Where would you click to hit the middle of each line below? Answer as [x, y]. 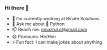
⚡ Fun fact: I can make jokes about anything [57, 42]
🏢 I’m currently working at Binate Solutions [55, 19]
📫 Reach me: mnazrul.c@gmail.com [49, 30]
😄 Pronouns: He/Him [34, 37]
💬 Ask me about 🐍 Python [38, 24]
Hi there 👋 [17, 8]
